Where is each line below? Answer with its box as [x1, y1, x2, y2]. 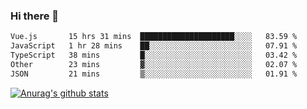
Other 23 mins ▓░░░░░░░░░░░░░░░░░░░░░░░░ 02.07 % [10, 59, 298, 69]
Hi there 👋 [10, 9, 60, 23]
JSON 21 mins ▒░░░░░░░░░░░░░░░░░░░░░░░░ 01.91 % [10, 69, 298, 79]
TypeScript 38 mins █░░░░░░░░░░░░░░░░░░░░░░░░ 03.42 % [10, 50, 298, 61]
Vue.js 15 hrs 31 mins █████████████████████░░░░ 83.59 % [10, 32, 298, 42]
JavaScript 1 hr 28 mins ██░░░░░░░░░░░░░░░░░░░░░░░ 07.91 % [10, 41, 298, 51]
